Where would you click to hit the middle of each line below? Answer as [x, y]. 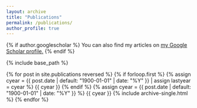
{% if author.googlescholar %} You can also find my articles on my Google [97, 45]
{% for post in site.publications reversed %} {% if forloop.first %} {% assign [98, 74]
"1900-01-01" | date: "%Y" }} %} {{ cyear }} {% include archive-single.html [97, 93]
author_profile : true [33, 28]
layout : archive [26, 12]
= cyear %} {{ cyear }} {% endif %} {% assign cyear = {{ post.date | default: [98, 87]
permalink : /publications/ [39, 23]
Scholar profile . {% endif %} [41, 52]
